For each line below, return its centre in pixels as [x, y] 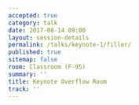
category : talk [33, 23]
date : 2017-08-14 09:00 [47, 30]
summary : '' [27, 74]
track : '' [24, 89]
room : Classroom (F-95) [47, 67]
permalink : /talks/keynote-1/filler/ [70, 45]
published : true [35, 52]
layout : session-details [49, 37]
